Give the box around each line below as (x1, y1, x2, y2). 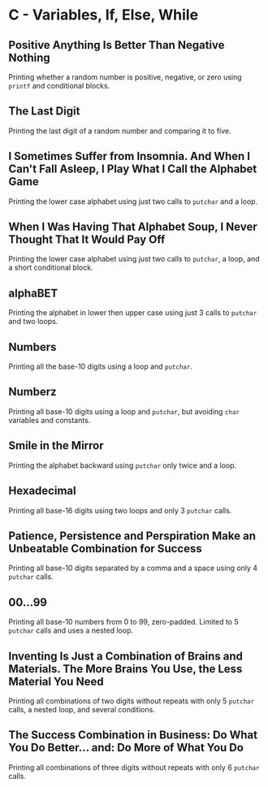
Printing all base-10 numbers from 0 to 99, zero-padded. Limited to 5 (8, 617, 240, 627)
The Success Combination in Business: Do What (8, 729, 258, 742)
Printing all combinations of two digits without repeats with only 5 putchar (8, 696, 255, 706)
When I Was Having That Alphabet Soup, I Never (8, 220, 257, 234)
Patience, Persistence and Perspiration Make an (8, 529, 256, 543)
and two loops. (8, 317, 58, 326)
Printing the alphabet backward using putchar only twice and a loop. (8, 461, 237, 470)
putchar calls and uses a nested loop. (8, 625, 134, 635)
